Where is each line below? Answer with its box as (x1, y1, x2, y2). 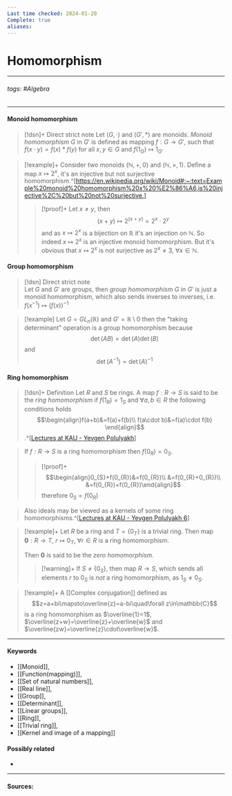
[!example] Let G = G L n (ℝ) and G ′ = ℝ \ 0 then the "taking (23, 315, 188, 325)
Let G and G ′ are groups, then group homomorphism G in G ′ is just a (23, 285, 217, 293)
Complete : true (7, 17, 51, 24)
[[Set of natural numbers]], (17, 677, 94, 685)
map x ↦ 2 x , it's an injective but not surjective (23, 168, 155, 178)
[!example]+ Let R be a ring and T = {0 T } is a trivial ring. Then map (23, 527, 214, 537)
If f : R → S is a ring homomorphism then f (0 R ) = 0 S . (23, 447, 173, 457)
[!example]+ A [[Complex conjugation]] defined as (23, 589, 167, 597)
